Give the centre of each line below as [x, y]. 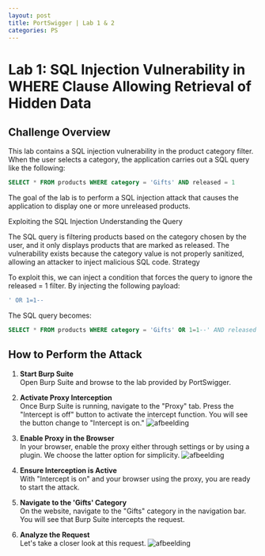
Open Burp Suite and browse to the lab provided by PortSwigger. [125, 382]
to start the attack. [50, 487]
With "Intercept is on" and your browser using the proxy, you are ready [135, 478]
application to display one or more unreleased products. [100, 206]
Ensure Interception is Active [68, 470]
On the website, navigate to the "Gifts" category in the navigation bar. [133, 511]
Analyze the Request [55, 535]
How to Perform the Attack [75, 354]
